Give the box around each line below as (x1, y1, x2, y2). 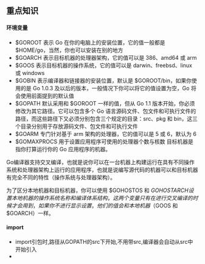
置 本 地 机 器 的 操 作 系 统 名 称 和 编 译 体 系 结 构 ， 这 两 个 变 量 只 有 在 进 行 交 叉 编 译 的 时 (6, 194, 198, 201)
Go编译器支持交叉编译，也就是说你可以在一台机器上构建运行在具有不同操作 (6, 158, 195, 166)
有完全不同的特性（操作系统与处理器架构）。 (6, 173, 116, 181)
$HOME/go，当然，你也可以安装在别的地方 (15, 46, 123, 54)
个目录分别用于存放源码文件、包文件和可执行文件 (15, 123, 138, 130)
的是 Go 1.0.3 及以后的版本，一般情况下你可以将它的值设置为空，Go (20, 84, 190, 91)
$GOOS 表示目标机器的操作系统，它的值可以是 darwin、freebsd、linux (15, 62, 193, 69)
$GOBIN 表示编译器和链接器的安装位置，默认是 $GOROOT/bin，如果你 (15, 77, 192, 84)
